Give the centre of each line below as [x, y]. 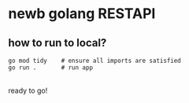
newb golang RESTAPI [82, 14]
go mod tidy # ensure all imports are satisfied [94, 61]
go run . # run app [50, 68]
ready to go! [28, 90]
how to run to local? [57, 43]
